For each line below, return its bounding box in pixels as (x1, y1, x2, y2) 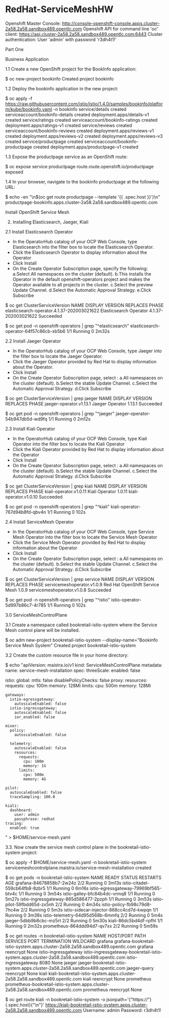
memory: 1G (23, 763, 46, 768)
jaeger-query (126, 965, 154, 971)
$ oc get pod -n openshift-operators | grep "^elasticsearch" (5, 323, 130, 329)
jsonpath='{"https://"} (106, 996, 152, 1002)
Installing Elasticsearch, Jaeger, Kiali (12, 219, 89, 225)
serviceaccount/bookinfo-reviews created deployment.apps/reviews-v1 (5, 128, 154, 134)
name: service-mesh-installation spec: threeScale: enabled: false (5, 667, 141, 673)
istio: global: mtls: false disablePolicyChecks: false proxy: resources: (5, 677, 148, 683)
